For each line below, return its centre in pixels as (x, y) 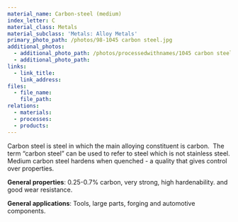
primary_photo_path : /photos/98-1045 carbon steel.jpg (90, 40)
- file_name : (33, 93)
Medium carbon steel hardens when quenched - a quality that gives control (117, 160)
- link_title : (34, 73)
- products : (32, 125)
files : (17, 86)
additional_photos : (36, 47)
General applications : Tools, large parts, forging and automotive (101, 203)
